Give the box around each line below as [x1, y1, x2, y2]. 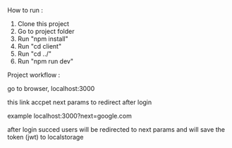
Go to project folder [17, 27, 75, 35]
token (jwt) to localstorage [7, 133, 84, 141]
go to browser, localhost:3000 [7, 85, 95, 92]
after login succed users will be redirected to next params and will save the [7, 125, 226, 133]
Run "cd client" [17, 42, 62, 50]
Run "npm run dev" [17, 57, 74, 66]
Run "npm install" [17, 35, 68, 43]
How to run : [7, 6, 44, 14]
